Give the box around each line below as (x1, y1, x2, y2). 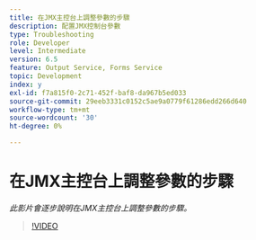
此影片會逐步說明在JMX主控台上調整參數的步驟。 (9, 202, 192, 213)
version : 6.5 (9, 55, 58, 64)
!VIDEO (31, 220, 58, 231)
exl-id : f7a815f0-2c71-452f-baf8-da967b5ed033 (9, 88, 187, 97)
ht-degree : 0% (9, 122, 63, 131)
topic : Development (9, 72, 83, 81)
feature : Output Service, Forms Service (9, 64, 163, 73)
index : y (9, 80, 42, 89)
